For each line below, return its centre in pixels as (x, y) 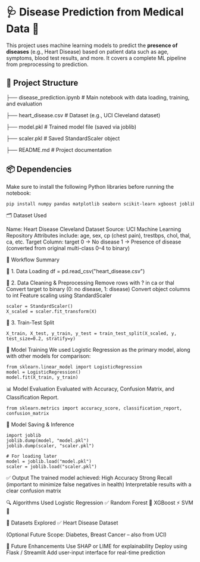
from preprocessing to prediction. (47, 64)
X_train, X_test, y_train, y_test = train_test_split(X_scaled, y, (92, 334)
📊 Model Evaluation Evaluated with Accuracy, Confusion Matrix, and (90, 389)
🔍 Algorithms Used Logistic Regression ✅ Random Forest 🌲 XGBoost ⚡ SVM (100, 503)
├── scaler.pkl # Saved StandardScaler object (63, 138)
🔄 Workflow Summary (33, 260)
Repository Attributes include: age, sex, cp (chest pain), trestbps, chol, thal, (99, 236)
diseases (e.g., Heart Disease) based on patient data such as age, (87, 51)
